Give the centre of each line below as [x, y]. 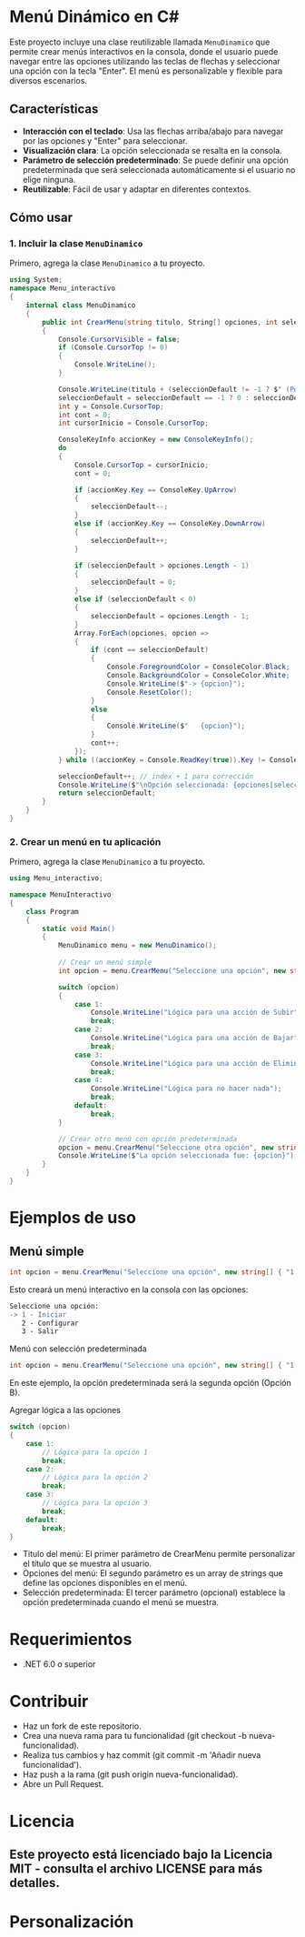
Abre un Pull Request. [63, 1784]
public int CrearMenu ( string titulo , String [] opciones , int [160, 322]
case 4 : [89, 1080]
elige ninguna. [49, 179]
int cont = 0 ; [84, 415]
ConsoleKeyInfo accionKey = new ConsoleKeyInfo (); [156, 440]
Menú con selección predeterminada [78, 1349]
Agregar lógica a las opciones [65, 1410]
